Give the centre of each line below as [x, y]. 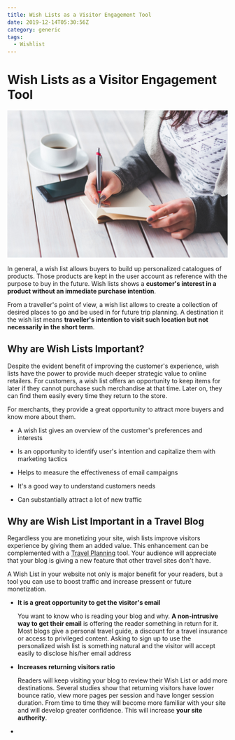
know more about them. [42, 416]
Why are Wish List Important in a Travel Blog [106, 521]
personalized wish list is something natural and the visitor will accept [116, 646]
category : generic [34, 29]
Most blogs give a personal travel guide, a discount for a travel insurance [122, 631]
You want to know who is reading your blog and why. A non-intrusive [118, 616]
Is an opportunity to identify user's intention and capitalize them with [116, 451]
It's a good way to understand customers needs [86, 486]
